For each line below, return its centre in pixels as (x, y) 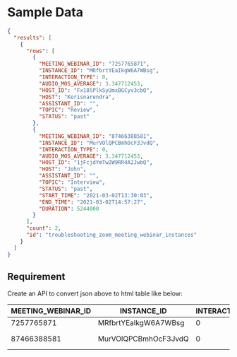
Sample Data (45, 12)
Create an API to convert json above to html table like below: (95, 293)
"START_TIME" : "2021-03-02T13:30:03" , (96, 195)
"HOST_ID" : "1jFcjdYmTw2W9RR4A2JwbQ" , (96, 163)
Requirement (36, 276)
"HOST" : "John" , (62, 169)
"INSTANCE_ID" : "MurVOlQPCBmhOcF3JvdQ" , (99, 143)
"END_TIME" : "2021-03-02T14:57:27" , (92, 202)
